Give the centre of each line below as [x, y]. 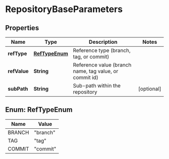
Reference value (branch [102, 65]
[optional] [150, 89]
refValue [18, 71]
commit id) [86, 77]
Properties [22, 28]
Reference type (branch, [102, 50]
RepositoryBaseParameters [64, 9]
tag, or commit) [91, 57]
